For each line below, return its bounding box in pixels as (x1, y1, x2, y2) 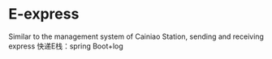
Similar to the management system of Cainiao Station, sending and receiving (8, 32, 264, 41)
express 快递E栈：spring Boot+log (8, 41, 123, 51)
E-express (8, 5, 80, 23)
